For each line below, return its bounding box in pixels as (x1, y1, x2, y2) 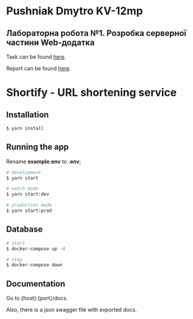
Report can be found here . (6, 65, 71, 72)
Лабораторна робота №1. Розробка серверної (6, 28, 186, 38)
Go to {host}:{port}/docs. (6, 294, 68, 302)
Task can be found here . (6, 53, 66, 60)
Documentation (6, 278, 66, 288)
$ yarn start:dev (6, 192, 50, 198)
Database (6, 224, 43, 235)
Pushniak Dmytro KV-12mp (6, 4, 143, 18)
